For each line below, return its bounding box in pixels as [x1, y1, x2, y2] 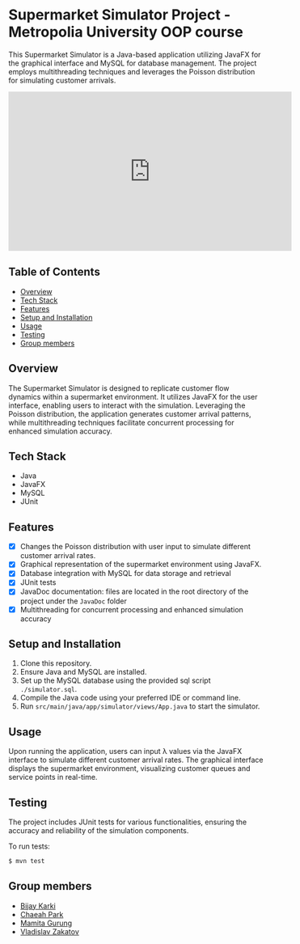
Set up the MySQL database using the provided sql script [19, 675, 212, 685]
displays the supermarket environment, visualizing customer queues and [8, 764, 251, 773]
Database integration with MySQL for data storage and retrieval [19, 569, 232, 578]
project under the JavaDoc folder [19, 596, 127, 606]
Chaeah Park [19, 909, 64, 919]
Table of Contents [8, 265, 101, 279]
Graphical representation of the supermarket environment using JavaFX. [19, 560, 262, 569]
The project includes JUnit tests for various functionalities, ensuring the [8, 817, 247, 827]
